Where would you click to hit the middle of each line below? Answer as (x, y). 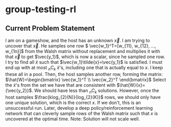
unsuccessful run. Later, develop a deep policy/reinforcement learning (79, 108)
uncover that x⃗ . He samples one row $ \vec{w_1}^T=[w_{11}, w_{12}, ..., (81, 46)
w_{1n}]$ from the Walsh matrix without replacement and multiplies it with (83, 51)
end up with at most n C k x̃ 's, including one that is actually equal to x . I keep (84, 68)
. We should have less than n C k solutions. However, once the (95, 91)
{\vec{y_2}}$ (19, 90)
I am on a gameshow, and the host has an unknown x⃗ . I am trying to (78, 40)
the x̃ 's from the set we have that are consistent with (60, 85)
